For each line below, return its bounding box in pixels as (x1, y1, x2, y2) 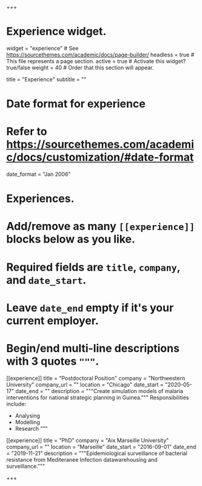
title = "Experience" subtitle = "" (6, 75, 87, 83)
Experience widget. (6, 25, 107, 38)
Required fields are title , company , (6, 260, 181, 274)
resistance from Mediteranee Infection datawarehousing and (6, 456, 158, 463)
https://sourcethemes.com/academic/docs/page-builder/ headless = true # (6, 51, 195, 58)
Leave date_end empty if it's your (6, 301, 174, 314)
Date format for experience (6, 97, 146, 111)
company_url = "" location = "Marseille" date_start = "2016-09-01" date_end (6, 443, 197, 450)
